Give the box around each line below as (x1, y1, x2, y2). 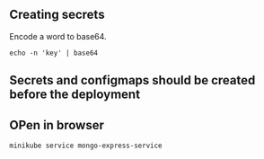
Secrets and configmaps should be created (9, 73, 256, 88)
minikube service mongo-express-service (9, 141, 163, 151)
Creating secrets (9, 7, 105, 22)
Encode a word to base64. (9, 31, 107, 41)
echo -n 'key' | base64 (9, 49, 99, 57)
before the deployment (9, 87, 141, 102)
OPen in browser (9, 117, 105, 133)
